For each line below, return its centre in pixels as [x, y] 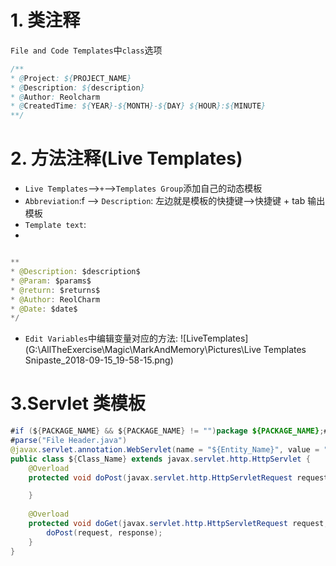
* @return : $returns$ [55, 290]
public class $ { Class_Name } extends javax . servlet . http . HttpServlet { [160, 459]
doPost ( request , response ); [104, 532]
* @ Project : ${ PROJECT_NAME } [71, 78]
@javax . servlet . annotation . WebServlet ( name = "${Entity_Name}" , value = [165, 449]
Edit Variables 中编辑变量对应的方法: [101, 338]
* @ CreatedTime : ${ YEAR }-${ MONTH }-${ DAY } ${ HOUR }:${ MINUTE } [138, 106]
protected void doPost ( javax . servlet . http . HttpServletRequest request [178, 477]
